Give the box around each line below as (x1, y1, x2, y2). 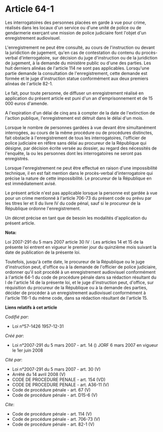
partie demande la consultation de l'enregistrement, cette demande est (5, 70, 147, 76)
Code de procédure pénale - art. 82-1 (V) (12, 421, 95, 427)
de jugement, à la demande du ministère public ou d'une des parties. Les (5, 60, 151, 66)
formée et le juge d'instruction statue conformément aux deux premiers (5, 75, 148, 81)
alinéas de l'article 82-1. (5, 80, 53, 86)
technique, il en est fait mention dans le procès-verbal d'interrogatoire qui (5, 170, 153, 176)
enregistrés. (5, 155, 29, 161)
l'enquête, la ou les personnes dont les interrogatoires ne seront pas (5, 150, 142, 156)
